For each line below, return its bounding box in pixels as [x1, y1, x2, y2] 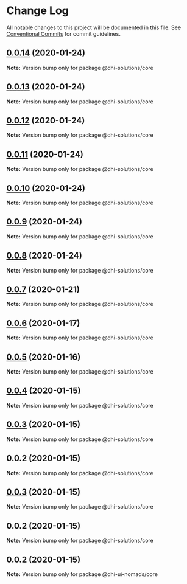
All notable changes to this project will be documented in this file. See [6, 24, 182, 31]
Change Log [6, 4, 69, 18]
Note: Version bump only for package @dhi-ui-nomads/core [6, 570, 158, 578]
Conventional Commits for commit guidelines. [6, 30, 121, 37]
